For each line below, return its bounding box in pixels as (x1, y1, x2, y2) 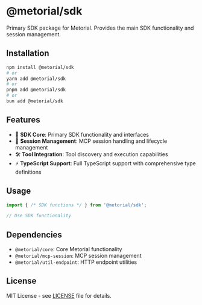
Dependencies (6, 229, 62, 240)
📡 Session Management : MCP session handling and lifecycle (14, 137, 168, 145)
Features (6, 115, 40, 125)
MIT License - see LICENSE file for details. (6, 292, 112, 299)
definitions (14, 168, 42, 175)
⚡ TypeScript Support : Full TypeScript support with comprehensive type (14, 159, 196, 167)
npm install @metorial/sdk (6, 64, 74, 70)
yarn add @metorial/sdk (6, 76, 66, 82)
